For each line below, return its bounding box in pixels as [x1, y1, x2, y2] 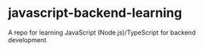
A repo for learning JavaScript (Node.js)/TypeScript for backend [8, 28, 196, 37]
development [8, 35, 47, 44]
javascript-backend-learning [8, 5, 182, 21]
